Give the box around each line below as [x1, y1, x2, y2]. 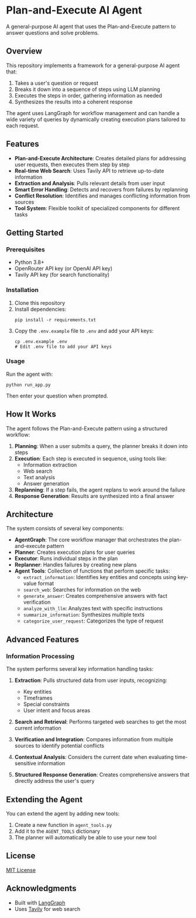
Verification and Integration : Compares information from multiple [14, 736, 174, 743]
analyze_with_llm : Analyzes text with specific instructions [23, 605, 163, 612]
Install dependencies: [14, 305, 67, 312]
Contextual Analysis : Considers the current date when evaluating [14, 754, 174, 761]
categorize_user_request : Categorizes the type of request [23, 617, 164, 624]
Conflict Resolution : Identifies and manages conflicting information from [14, 192, 190, 199]
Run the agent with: [6, 371, 53, 378]
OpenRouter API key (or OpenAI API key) [14, 265, 113, 272]
